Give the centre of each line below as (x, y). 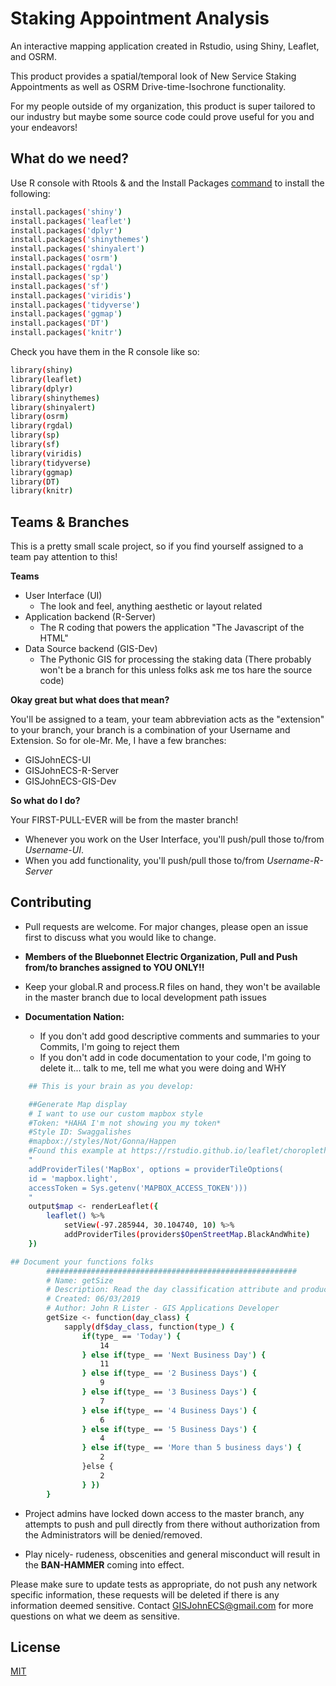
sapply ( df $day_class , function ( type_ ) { (149, 1327)
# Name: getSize (80, 1280)
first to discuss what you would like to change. (120, 937)
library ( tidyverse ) (51, 463)
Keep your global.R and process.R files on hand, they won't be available (172, 986)
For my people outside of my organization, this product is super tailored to (163, 106)
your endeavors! (44, 127)
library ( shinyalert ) (53, 407)
